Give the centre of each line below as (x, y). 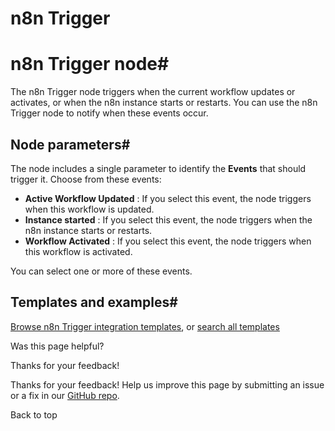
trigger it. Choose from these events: (86, 179)
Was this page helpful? (57, 346)
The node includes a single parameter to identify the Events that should (158, 168)
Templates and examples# (94, 302)
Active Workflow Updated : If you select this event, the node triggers (168, 198)
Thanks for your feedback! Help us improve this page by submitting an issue (167, 384)
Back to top (34, 414)
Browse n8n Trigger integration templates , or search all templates (145, 326)
